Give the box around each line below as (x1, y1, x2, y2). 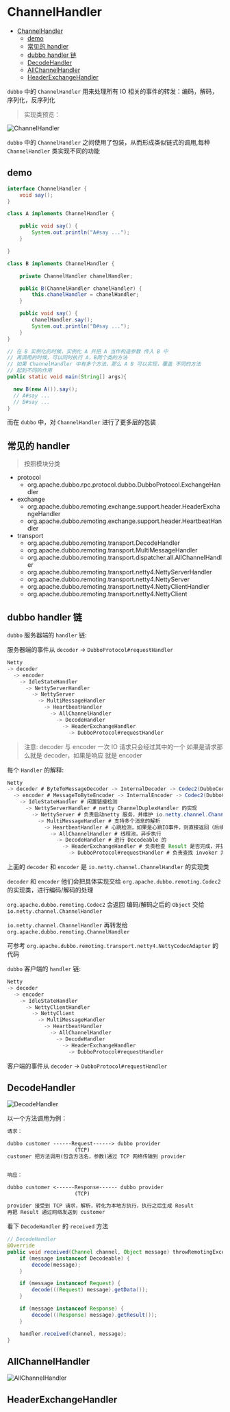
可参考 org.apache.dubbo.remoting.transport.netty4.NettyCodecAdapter (7, 942, 211, 949)
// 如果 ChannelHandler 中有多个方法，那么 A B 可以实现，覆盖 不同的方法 (7, 361, 201, 367)
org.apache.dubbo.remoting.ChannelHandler (7, 929, 130, 936)
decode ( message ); (31, 1261, 81, 1268)
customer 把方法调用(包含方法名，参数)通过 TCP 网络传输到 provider (7, 1153, 186, 1160)
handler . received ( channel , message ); (19, 1330, 127, 1337)
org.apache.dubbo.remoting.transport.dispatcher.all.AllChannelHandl (27, 553, 222, 562)
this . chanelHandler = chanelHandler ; (31, 291, 139, 298)
